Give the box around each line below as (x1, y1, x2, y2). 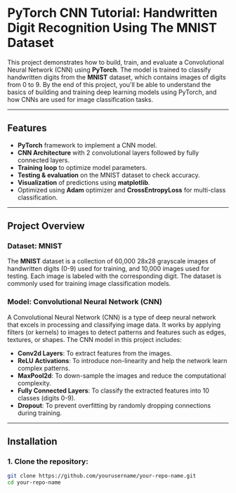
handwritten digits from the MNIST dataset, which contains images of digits (7, 72, 226, 81)
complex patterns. (17, 364, 70, 372)
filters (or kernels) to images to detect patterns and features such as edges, (7, 328, 226, 336)
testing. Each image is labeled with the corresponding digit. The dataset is (7, 272, 222, 280)
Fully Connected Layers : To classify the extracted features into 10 (17, 386, 209, 395)
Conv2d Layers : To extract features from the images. (17, 349, 172, 357)
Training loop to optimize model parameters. (17, 163, 147, 171)
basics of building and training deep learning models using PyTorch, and (7, 88, 217, 96)
